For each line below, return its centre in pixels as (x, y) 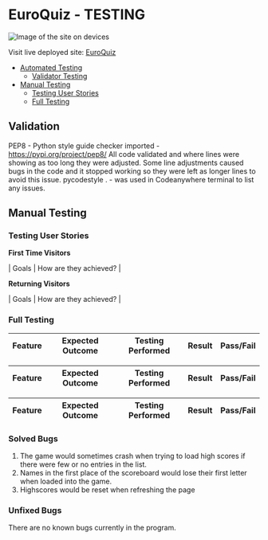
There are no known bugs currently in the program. (93, 528)
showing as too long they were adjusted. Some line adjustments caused (126, 162)
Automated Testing (51, 67)
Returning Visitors (39, 284)
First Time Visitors (39, 253)
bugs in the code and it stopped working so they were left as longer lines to (132, 171)
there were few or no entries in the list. (83, 464)
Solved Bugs (33, 438)
